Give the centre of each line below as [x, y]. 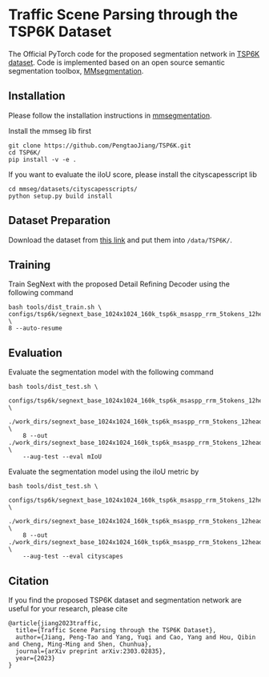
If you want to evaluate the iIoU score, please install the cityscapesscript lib [133, 174]
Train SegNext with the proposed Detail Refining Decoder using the [119, 284]
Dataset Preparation [59, 220]
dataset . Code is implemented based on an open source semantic [117, 62]
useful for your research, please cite [68, 609]
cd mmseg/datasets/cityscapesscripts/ [73, 189]
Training [30, 264]
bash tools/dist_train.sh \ [55, 307]
